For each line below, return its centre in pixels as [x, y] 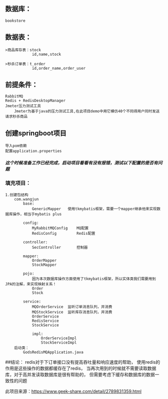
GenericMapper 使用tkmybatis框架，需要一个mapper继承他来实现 [94, 209]
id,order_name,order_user [59, 68]
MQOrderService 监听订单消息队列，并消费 [72, 307]
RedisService [45, 321]
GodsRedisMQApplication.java [53, 352]
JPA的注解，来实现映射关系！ [31, 284]
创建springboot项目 [36, 133]
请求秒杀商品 [16, 117]
